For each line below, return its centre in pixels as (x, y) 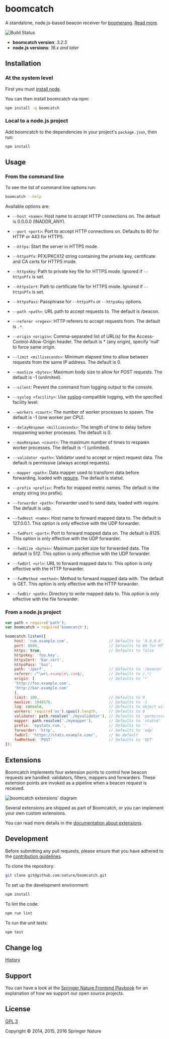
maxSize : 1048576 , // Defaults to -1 (81, 702)
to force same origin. (34, 347)
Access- (145, 337)
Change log (24, 947)
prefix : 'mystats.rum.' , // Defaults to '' (81, 725)
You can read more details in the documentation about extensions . (74, 823)
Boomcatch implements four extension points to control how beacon (76, 772)
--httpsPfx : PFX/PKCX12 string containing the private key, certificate (84, 256)
